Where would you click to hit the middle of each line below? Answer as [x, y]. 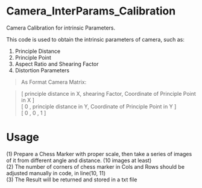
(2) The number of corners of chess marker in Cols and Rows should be [96, 166]
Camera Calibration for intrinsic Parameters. [61, 28]
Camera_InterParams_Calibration [91, 11]
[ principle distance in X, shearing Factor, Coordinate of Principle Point [108, 93]
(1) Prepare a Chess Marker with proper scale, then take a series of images [99, 154]
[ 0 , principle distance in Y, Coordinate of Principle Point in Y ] [99, 106]
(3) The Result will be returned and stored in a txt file [72, 180]
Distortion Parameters [42, 70]
